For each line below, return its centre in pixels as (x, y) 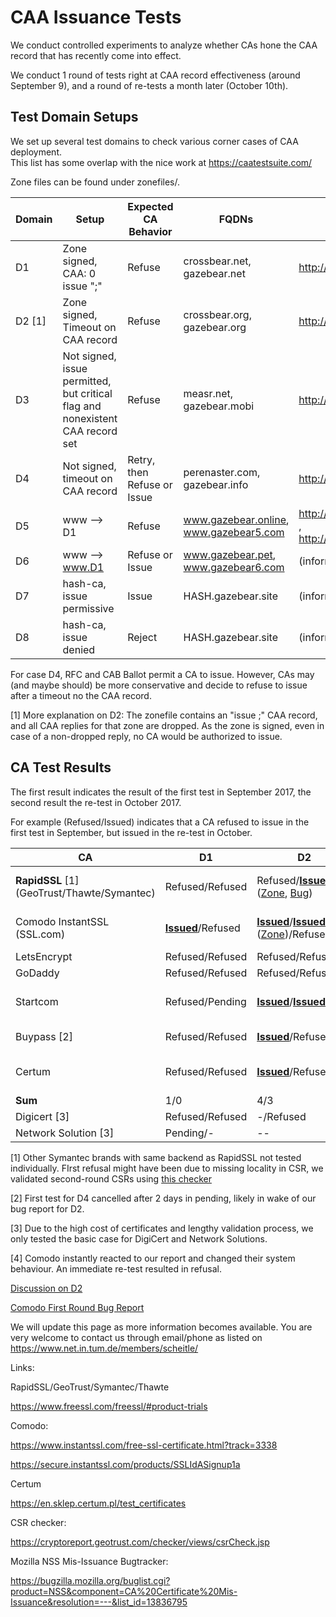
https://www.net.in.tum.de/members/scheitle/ (104, 1348)
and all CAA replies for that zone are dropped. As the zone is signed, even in (167, 725)
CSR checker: (38, 1522)
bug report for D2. (47, 1208)
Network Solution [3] (65, 1133)
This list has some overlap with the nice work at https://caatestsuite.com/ (161, 162)
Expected (150, 206)
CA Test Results (61, 767)
